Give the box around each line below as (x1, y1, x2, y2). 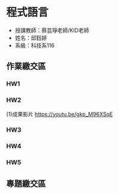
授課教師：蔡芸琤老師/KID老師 (14, 27, 90, 34)
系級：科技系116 (14, 42, 55, 49)
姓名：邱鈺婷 (14, 34, 47, 41)
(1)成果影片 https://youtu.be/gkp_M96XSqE (6, 110, 113, 118)
